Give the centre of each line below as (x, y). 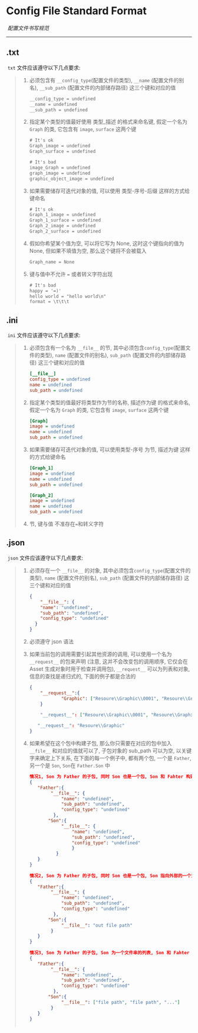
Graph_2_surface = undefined (65, 231)
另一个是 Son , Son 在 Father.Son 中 (70, 765)
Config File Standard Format (77, 11)
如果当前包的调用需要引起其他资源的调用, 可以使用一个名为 (100, 654)
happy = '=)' (45, 291)
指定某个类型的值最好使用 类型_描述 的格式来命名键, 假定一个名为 (108, 122)
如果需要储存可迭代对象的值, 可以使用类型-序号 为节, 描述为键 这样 (110, 450)
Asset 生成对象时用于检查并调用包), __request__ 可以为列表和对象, (110, 669)
